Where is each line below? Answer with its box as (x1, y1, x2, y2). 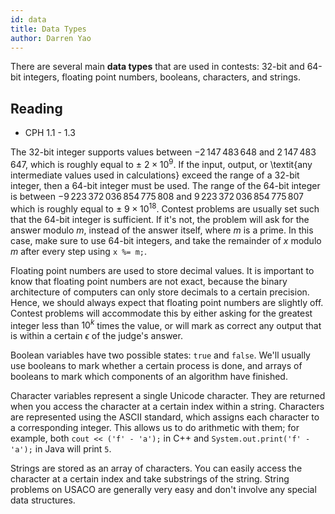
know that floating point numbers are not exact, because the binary (10, 275, 288, 287)
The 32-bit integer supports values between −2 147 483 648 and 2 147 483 (10, 146, 317, 158)
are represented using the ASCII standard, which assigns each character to (10, 411, 320, 423)
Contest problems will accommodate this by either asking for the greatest (10, 307, 313, 319)
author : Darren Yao (10, 33, 92, 43)
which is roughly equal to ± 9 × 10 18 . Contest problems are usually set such (10, 201, 320, 215)
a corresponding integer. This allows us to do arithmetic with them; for (10, 422, 300, 434)
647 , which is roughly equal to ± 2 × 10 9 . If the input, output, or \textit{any (10, 157, 313, 170)
